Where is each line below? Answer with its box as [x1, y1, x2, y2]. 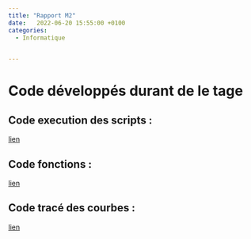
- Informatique [15, 33, 66, 42]
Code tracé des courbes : [8, 201, 136, 214]
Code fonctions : [8, 157, 93, 171]
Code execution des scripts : [8, 113, 153, 127]
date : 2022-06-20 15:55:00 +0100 [8, 19, 126, 27]
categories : [8, 26, 48, 34]
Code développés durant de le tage [8, 82, 244, 100]
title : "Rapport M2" [8, 11, 77, 20]
